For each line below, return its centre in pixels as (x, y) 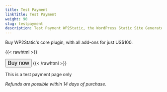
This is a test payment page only (39, 75)
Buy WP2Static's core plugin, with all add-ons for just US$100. (69, 42)
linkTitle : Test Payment (31, 14)
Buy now (19, 63)
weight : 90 (16, 19)
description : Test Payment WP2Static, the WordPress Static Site (74, 28)
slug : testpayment (24, 24)
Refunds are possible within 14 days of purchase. (56, 84)
